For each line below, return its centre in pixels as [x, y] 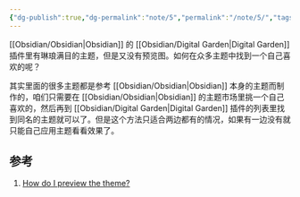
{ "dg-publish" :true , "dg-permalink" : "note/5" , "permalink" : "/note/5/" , [142, 17]
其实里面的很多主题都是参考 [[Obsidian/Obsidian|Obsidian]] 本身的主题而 [143, 85]
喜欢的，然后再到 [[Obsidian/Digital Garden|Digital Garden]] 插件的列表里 [143, 107]
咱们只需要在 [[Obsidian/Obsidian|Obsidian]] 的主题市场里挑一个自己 [158, 97]
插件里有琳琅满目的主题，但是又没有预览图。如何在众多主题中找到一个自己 [146, 56]
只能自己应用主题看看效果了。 [64, 130]
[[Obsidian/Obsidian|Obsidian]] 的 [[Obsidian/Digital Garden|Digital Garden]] [150, 44]
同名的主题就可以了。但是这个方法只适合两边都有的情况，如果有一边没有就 [154, 119]
